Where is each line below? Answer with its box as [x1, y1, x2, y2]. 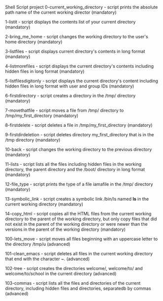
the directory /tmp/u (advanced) [5, 241, 70, 247]
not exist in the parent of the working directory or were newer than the [5, 221, 148, 227]
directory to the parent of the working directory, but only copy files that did [5, 216, 157, 222]
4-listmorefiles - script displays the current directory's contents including [5, 63, 154, 69]
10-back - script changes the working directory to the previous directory [5, 147, 152, 152]
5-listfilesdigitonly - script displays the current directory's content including [5, 78, 159, 84]
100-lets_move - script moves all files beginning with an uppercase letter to [5, 236, 158, 241]
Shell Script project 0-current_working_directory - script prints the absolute [5, 4, 158, 10]
